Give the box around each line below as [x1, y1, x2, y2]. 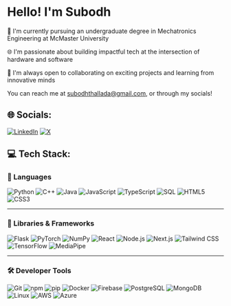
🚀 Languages [7, 173, 52, 182]
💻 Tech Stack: [7, 149, 71, 160]
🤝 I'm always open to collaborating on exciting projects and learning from [7, 68, 214, 76]
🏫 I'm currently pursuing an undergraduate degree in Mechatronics [7, 27, 197, 35]
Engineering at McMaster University [7, 34, 109, 42]
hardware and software [7, 55, 74, 63]
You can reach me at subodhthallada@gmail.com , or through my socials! [7, 89, 213, 97]
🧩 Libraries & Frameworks [7, 219, 95, 228]
